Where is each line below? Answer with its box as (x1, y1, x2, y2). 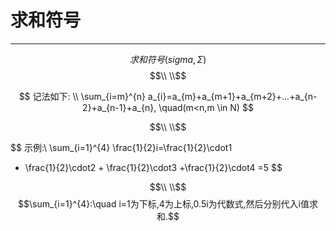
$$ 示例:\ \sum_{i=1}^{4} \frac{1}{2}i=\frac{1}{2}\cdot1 (10, 141, 233, 153)
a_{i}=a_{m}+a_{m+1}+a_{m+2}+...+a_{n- (147, 90, 318, 102)
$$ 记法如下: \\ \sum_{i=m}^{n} (18, 90, 146, 102)
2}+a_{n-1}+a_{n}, (82, 101, 157, 113)
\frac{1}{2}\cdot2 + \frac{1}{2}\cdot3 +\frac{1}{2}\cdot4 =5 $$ (24, 161, 283, 173)
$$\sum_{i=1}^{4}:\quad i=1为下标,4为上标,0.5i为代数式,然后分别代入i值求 (17, 197, 319, 210)
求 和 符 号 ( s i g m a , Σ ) (129, 53, 207, 65)
